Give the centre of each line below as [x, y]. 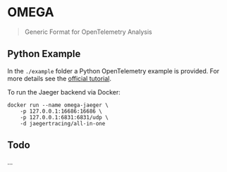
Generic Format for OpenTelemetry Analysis [88, 32]
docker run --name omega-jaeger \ [58, 105]
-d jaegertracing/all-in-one [63, 123]
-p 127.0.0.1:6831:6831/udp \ [65, 117]
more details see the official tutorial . [59, 78]
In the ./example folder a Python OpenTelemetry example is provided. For [114, 70]
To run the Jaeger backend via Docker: [64, 92]
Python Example [44, 54]
